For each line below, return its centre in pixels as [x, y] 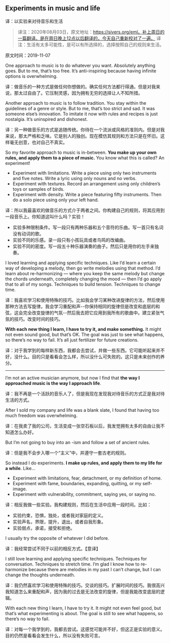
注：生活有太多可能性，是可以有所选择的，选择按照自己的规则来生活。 [91, 45]
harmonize [16, 569]
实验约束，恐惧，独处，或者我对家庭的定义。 [59, 515]
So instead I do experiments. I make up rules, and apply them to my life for [84, 463]
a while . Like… [20, 468]
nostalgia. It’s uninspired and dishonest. [47, 119]
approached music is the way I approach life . [53, 383]
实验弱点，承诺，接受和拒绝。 [44, 528]
